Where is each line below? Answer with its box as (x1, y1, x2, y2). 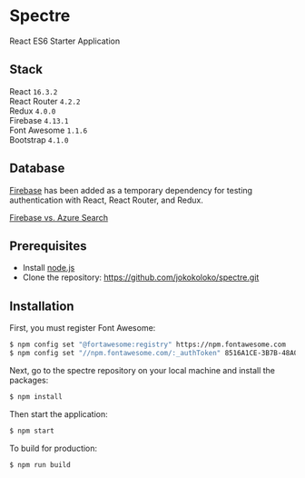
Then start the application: (9, 408, 109, 419)
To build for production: (9, 443, 98, 453)
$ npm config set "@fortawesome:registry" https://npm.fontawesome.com (9, 340, 286, 350)
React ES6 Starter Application (9, 35, 121, 46)
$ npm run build (9, 460, 71, 469)
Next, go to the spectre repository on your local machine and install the (9, 364, 275, 375)
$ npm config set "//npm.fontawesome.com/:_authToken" (9, 349, 221, 358)
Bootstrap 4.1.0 (9, 134, 69, 145)
